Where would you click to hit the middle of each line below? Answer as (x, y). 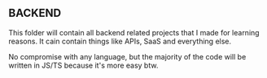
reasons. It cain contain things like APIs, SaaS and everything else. (120, 41)
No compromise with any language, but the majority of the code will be (127, 56)
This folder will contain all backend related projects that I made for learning (134, 32)
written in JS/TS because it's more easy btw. (83, 65)
